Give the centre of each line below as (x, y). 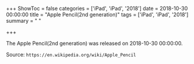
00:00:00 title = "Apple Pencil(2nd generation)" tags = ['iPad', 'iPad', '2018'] (97, 15)
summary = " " (24, 21)
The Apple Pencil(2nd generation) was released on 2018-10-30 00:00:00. (94, 43)
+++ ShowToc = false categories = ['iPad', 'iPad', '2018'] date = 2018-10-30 (97, 8)
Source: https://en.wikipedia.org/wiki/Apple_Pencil (71, 54)
